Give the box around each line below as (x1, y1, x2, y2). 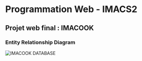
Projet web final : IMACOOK (5, 24, 94, 32)
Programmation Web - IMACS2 (5, 4, 138, 15)
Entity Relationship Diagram (5, 39, 76, 46)
